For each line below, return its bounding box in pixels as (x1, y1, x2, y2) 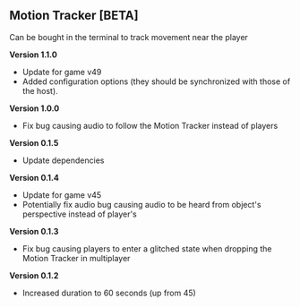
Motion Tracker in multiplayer (21, 252, 131, 263)
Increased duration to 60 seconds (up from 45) (21, 287, 197, 298)
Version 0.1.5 (9, 137, 59, 148)
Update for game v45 (21, 189, 102, 200)
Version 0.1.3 (9, 226, 59, 236)
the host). (21, 85, 58, 96)
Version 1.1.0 (9, 49, 58, 60)
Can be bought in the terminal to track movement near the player (9, 31, 249, 42)
